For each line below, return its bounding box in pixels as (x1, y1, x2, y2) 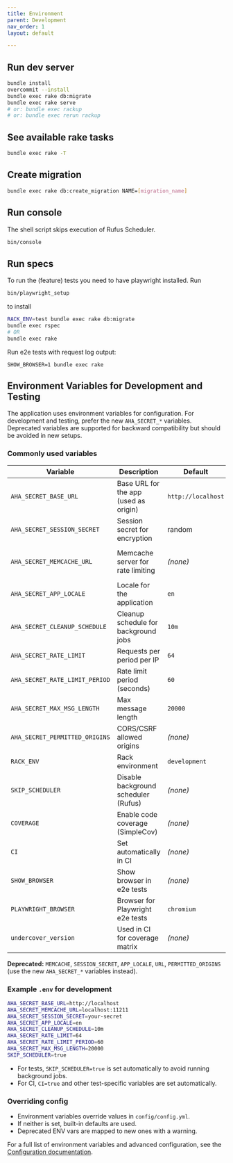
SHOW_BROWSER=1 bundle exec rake (7, 361, 104, 368)
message (116, 704, 147, 713)
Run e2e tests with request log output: (7, 348, 116, 356)
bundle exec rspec (7, 322, 60, 329)
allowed (116, 732, 143, 742)
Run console (7, 206, 62, 219)
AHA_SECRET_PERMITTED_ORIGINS (10, 733, 111, 741)
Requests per (116, 646, 161, 656)
